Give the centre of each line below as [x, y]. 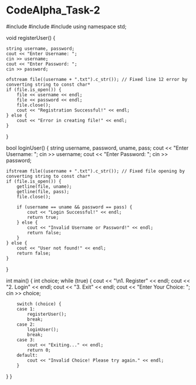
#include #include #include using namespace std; [66, 26]
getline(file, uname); [44, 186]
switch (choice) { [39, 304]
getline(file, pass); [43, 191]
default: [27, 355]
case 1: [26, 309]
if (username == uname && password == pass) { [75, 207]
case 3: [26, 340]
